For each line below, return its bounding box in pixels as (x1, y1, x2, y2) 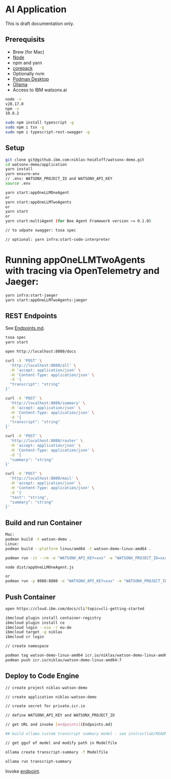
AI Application (5, 4, 67, 15)
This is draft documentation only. (5, 20, 75, 27)
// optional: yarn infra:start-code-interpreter (5, 237, 110, 242)
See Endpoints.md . (5, 325, 45, 331)
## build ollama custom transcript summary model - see (5, 731, 126, 736)
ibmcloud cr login (5, 634, 44, 640)
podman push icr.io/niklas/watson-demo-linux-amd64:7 (5, 657, 122, 663)
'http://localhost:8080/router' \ (10, 438, 83, 443)
